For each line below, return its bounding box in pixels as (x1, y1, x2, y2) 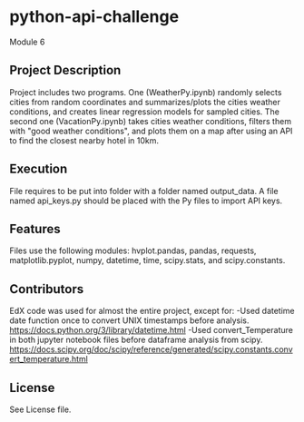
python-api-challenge (9, 6, 180, 27)
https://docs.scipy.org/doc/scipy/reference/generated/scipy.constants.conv (9, 344, 293, 355)
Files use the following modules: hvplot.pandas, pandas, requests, (9, 245, 257, 256)
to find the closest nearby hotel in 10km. (9, 134, 160, 146)
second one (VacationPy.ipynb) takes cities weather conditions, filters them (9, 115, 292, 126)
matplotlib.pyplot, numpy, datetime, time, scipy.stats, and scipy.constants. (9, 255, 286, 266)
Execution (9, 162, 68, 177)
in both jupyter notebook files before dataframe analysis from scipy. (9, 334, 263, 346)
